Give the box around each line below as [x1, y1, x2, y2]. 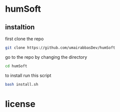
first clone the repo [5, 36, 44, 42]
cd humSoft [5, 64, 28, 68]
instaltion [5, 23, 35, 31]
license [5, 98, 36, 110]
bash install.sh [5, 82, 38, 87]
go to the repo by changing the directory [5, 54, 88, 60]
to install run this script [5, 72, 52, 78]
